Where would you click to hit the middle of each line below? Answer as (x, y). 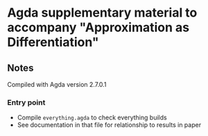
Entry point (26, 102)
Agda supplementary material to (102, 13)
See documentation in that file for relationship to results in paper (109, 125)
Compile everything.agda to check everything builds (92, 118)
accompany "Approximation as (98, 27)
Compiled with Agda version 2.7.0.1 (57, 84)
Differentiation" (53, 42)
